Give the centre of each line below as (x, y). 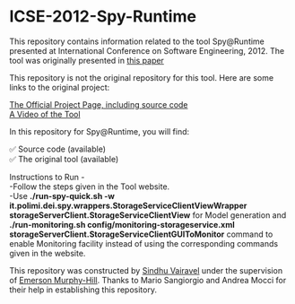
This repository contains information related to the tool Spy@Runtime (137, 41)
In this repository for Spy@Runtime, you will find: (100, 131)
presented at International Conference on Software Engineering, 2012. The (147, 50)
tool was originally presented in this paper (87, 60)
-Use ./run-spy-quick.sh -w (62, 195)
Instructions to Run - (47, 177)
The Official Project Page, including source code (99, 104)
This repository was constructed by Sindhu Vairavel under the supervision (146, 270)
